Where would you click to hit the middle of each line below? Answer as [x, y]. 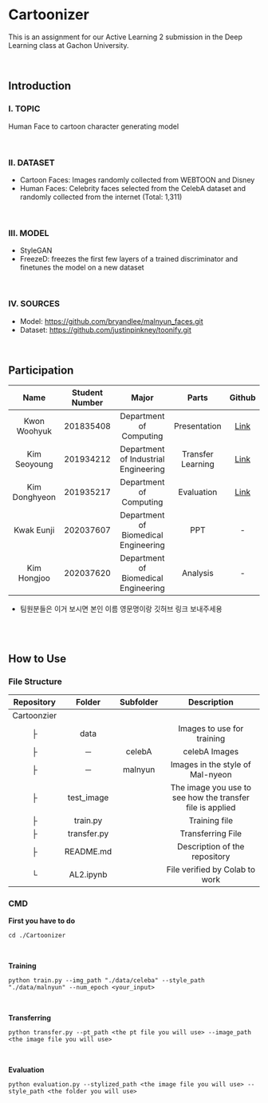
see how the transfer [211, 797]
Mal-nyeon [211, 775]
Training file [211, 821]
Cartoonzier [35, 716]
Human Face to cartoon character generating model [94, 126]
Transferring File [211, 833]
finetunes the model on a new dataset [82, 268]
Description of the [211, 847]
